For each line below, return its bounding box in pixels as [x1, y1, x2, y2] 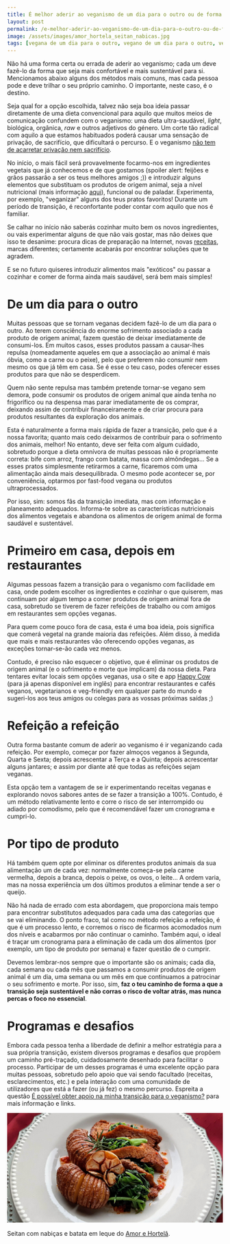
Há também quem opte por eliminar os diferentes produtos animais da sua [7, 859, 217, 867]
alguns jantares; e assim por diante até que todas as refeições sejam [7, 762, 201, 770]
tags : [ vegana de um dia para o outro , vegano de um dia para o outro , [7, 40, 216, 47]
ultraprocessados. [7, 484, 58, 492]
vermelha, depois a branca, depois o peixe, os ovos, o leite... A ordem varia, [7, 873, 221, 881]
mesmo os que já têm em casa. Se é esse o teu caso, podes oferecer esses [7, 363, 220, 371]
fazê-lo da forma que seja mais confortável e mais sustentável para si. [7, 67, 205, 75]
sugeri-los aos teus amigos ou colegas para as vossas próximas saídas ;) [7, 694, 214, 702]
